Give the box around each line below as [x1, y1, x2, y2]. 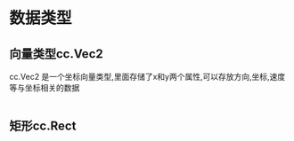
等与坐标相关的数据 [9, 82, 80, 93]
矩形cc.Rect [9, 119, 77, 134]
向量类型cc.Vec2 [9, 46, 104, 61]
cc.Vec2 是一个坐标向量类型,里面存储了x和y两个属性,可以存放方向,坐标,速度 [9, 72, 286, 82]
